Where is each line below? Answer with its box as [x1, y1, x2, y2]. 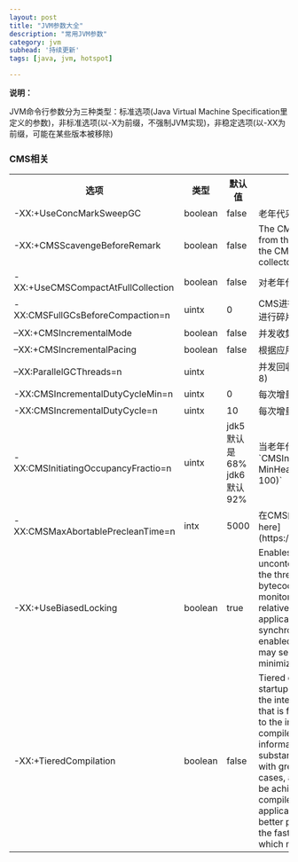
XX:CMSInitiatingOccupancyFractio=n [13, 462, 172, 474]
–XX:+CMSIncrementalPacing [13, 343, 137, 356]
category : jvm [9, 37, 62, 47]
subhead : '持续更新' [9, 46, 80, 55]
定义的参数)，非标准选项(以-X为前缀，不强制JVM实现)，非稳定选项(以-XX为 [9, 117, 286, 128]
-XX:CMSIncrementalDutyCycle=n [13, 404, 158, 417]
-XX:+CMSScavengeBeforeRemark [13, 239, 161, 252]
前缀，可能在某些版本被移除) [9, 129, 114, 138]
